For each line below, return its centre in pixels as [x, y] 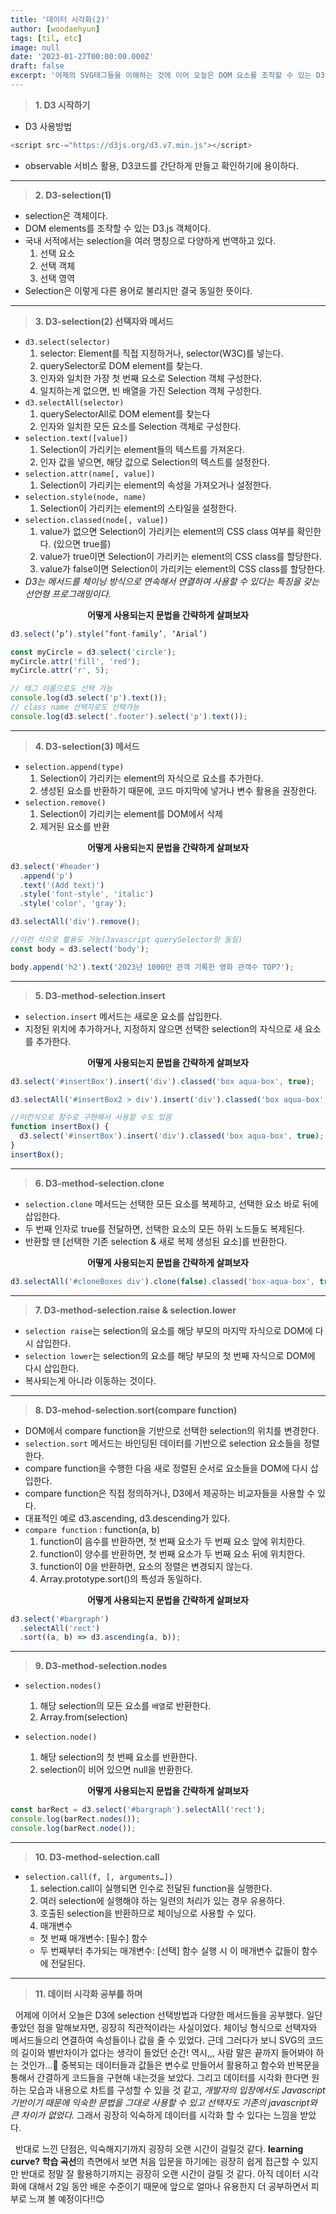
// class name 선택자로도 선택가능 [75, 707]
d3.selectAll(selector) [74, 402]
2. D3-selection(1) [73, 195]
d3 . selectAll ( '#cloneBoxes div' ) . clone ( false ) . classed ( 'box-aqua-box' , [162, 1281]
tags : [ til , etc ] [46, 38]
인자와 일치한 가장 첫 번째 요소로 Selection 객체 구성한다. [151, 378]
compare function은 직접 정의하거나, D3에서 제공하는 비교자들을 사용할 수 [170, 1493]
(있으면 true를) [82, 543]
